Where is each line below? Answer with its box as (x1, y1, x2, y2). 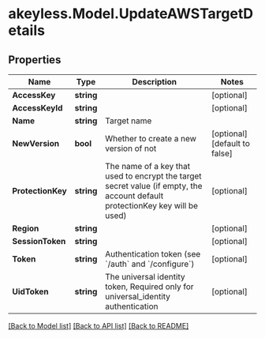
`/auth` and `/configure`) (105, 258, 195, 269)
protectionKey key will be (105, 201, 199, 211)
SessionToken (12, 236, 66, 246)
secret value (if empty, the (105, 181, 203, 191)
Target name (105, 115, 152, 126)
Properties (8, 53, 62, 66)
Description (132, 77, 177, 87)
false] (211, 148, 233, 159)
